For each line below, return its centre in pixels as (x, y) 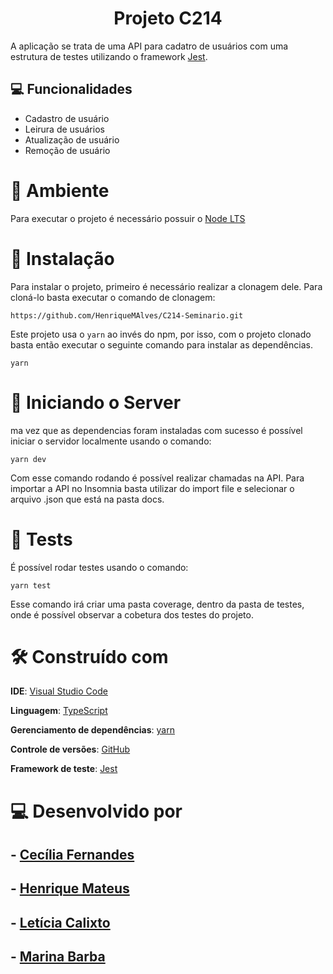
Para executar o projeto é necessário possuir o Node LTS (128, 218)
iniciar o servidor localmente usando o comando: (111, 441)
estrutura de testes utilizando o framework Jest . (109, 56)
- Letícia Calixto (60, 922)
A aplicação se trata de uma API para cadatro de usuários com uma (149, 46)
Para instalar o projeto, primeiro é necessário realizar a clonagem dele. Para (166, 286)
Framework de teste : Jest (64, 769)
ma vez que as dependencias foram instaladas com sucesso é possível (156, 430)
